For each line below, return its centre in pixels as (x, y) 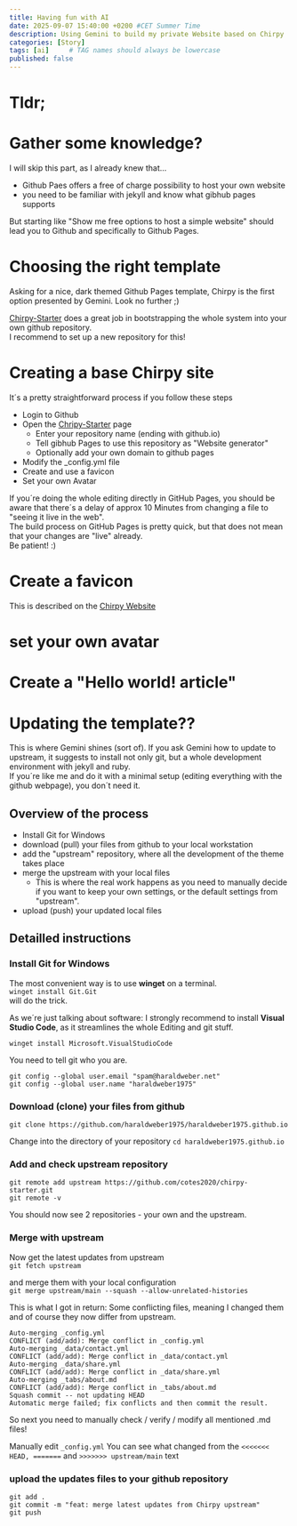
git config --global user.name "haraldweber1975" (103, 1084)
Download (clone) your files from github (97, 1106)
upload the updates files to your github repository (119, 1479)
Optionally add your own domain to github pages (125, 453)
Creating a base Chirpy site (112, 373)
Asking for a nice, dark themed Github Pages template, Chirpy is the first (142, 292)
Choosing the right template (115, 267)
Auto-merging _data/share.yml (65, 1364)
